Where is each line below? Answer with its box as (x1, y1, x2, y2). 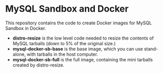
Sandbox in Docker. (5, 25, 46, 31)
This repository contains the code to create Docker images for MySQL (5, 20, 152, 26)
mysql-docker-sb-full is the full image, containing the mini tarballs (12, 56, 153, 62)
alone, (12, 51, 26, 57)
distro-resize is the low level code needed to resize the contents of (12, 35, 154, 41)
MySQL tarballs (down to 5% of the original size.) (12, 40, 116, 46)
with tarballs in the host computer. (26, 51, 98, 57)
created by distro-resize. (12, 62, 64, 68)
